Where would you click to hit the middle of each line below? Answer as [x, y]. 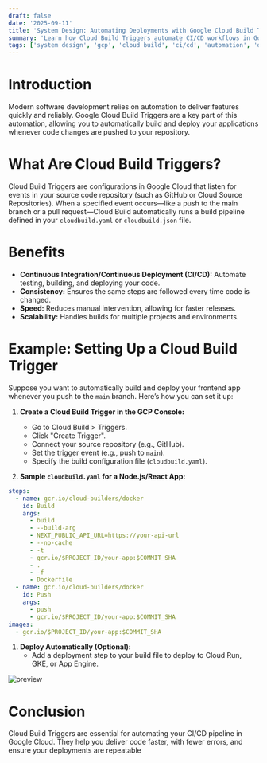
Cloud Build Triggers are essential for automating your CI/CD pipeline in [125, 734]
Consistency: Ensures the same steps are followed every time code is [135, 291]
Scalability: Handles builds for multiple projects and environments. [129, 316]
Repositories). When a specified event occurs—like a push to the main [123, 203]
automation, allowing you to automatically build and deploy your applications [133, 123]
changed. [35, 299]
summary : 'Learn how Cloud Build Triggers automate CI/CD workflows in [129, 38]
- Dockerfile [51, 580]
